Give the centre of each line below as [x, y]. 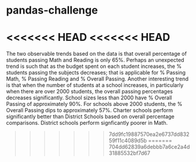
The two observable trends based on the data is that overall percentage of [97, 54]
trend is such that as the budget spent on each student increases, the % [94, 66]
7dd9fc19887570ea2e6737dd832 [149, 134]
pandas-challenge [52, 10]
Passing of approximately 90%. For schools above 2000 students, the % [94, 104]
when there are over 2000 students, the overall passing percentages [89, 92]
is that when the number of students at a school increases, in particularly [95, 85]
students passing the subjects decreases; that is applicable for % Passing [96, 73]
